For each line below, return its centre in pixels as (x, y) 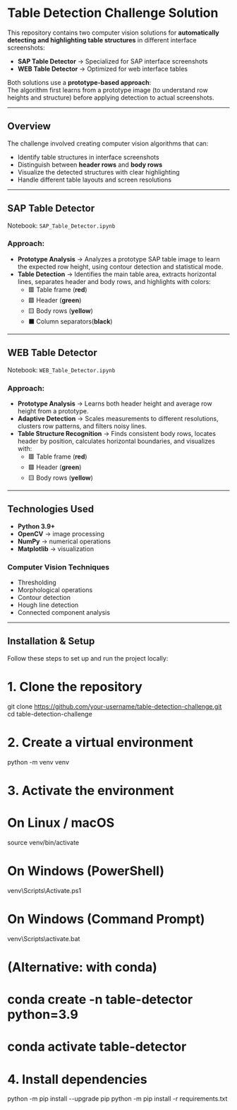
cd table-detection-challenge (50, 714)
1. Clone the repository (75, 687)
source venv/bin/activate (43, 842)
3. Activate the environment (91, 790)
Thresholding (37, 583)
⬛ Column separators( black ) (70, 321)
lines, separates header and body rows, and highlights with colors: (114, 281)
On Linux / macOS (61, 823)
